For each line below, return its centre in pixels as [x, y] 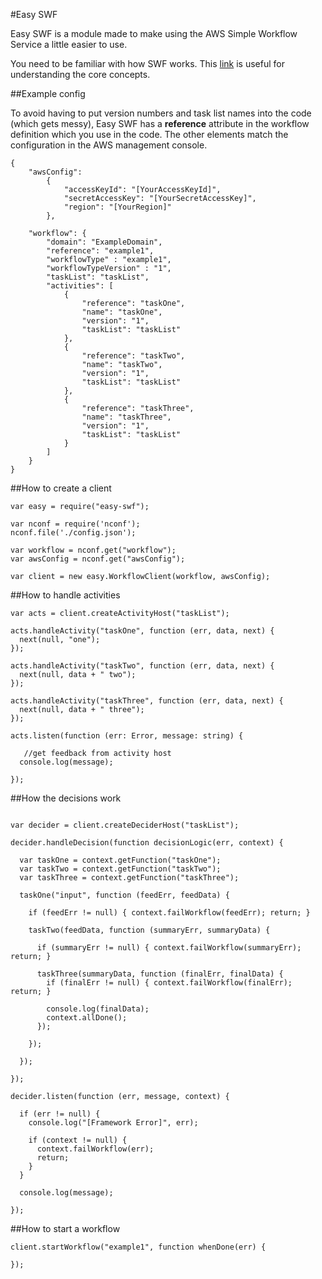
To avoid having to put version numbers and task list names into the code [161, 113]
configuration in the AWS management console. [109, 145]
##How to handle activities [65, 595]
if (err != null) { [60, 1114]
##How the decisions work [66, 798]
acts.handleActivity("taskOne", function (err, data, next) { [142, 631]
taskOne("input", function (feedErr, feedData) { [124, 895]
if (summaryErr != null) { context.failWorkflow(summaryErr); [169, 948]
